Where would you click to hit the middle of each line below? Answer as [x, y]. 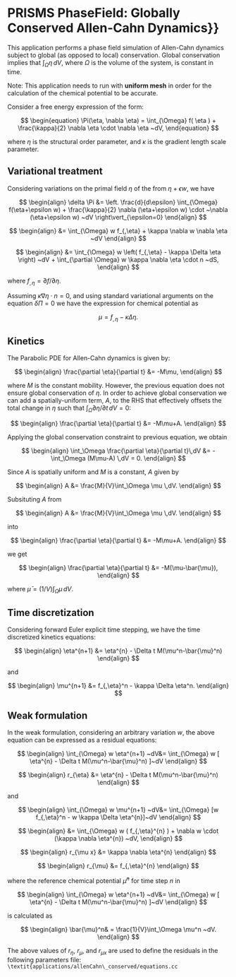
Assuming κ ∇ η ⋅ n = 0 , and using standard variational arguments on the [110, 296]
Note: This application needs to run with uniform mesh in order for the [110, 85]
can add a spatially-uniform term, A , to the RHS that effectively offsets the [114, 400]
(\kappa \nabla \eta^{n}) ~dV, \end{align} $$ [118, 839]
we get [17, 554]
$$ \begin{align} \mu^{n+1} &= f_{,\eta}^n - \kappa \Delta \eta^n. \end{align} [118, 686]
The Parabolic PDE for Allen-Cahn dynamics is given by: [89, 357]
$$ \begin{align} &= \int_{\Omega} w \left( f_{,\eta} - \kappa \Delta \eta [118, 251]
